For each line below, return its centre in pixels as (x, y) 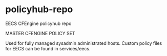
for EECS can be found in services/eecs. (48, 48)
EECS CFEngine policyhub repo (38, 23)
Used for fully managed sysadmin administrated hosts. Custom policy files (84, 43)
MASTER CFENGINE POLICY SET (40, 33)
